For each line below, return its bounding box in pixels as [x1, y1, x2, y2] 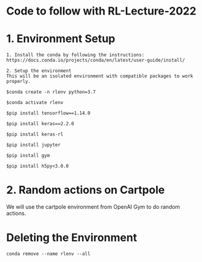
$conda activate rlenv [6, 100, 64, 106]
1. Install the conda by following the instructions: [6, 52, 145, 58]
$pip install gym [6, 152, 50, 159]
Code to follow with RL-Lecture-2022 [6, 4, 197, 18]
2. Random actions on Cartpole [6, 183, 165, 197]
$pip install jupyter [6, 142, 61, 148]
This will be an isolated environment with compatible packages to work [6, 73, 194, 79]
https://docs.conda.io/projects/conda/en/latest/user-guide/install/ [6, 57, 186, 64]
